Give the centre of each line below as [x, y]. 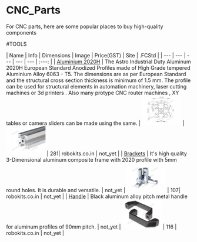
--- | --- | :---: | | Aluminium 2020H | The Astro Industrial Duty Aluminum [103, 62]
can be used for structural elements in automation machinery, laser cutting [96, 86]
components [21, 32]
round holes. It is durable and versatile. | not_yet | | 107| [93, 190]
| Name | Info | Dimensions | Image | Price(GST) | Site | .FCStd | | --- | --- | [96, 55]
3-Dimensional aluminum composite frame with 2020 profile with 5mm [92, 159]
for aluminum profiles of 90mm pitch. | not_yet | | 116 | [91, 227]
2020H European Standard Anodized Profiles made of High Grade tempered [98, 67]
